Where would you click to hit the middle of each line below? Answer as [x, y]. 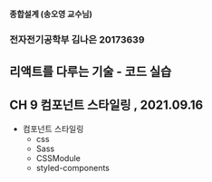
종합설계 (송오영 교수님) [51, 14]
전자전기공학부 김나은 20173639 [77, 39]
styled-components [73, 168]
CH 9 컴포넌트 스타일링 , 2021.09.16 [106, 105]
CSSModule [58, 158]
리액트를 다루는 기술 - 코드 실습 [91, 71]
